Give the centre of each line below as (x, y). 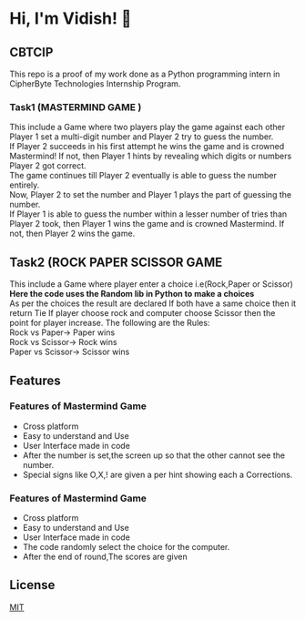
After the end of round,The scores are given (105, 557)
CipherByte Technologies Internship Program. (95, 84)
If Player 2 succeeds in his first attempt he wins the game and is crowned (147, 147)
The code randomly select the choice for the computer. (126, 547)
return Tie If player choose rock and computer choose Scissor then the (142, 313)
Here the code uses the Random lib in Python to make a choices (132, 294)
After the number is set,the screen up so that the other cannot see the (153, 455)
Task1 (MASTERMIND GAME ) (76, 107)
